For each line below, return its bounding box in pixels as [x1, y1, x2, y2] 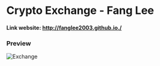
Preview [6, 39, 31, 47]
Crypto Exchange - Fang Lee [6, 4, 154, 18]
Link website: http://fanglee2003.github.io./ [6, 24, 122, 31]
